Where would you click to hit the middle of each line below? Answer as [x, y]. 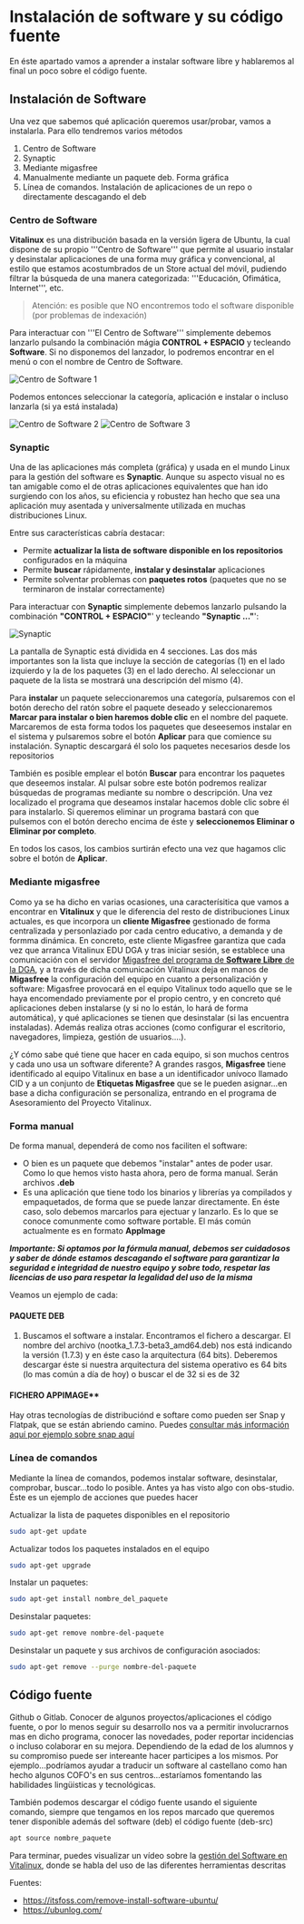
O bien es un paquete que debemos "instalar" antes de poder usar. [147, 1163]
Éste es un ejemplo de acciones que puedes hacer [104, 1497]
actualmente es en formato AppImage [94, 1230]
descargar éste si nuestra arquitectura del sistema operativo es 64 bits [155, 1365]
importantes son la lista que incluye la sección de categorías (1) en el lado [147, 661]
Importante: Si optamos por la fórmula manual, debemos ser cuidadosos [150, 1248]
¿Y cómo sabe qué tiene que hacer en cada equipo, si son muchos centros [149, 1054]
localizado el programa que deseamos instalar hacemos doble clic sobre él [149, 802]
